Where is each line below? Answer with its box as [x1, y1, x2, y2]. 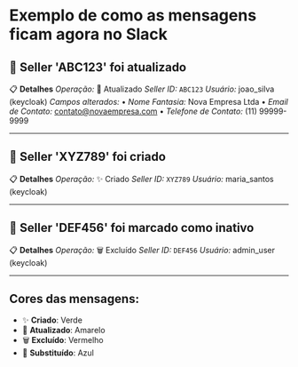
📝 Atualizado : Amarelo [21, 325, 106, 336]
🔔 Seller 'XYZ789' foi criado [9, 149, 167, 164]
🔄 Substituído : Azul [21, 347, 95, 358]
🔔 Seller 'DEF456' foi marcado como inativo [9, 220, 255, 235]
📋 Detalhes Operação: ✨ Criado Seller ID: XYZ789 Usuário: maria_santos [9, 173, 275, 184]
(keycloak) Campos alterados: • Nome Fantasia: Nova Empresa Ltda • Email [9, 97, 288, 107]
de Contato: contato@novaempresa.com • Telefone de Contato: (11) [9, 106, 257, 116]
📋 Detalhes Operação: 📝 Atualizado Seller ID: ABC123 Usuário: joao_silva [9, 84, 275, 94]
